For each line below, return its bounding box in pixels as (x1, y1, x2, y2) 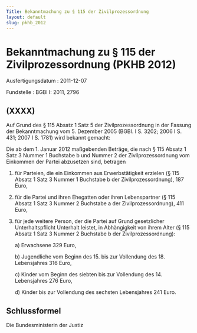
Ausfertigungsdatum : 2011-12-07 (6, 77, 87, 85)
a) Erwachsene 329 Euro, (14, 242, 77, 249)
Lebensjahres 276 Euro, (14, 277, 73, 284)
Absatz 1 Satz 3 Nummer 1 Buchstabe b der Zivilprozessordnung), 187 (14, 176, 184, 183)
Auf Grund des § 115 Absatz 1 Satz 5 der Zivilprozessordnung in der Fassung (6, 122, 192, 129)
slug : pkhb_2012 (6, 20, 46, 25)
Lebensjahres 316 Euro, (14, 260, 72, 267)
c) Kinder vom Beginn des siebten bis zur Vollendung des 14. (14, 271, 163, 278)
